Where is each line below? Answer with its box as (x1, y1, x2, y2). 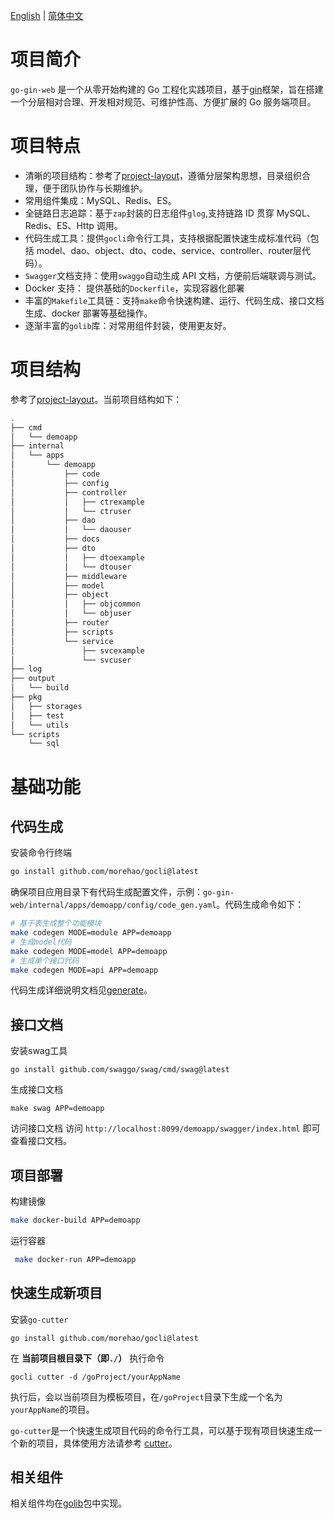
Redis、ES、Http (24, 219, 95, 231)
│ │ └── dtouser (10, 562, 132, 572)
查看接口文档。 (10, 1135, 72, 1147)
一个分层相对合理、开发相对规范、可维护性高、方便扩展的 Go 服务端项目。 (10, 95, 317, 108)
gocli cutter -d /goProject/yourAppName (10, 1372, 182, 1382)
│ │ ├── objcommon (10, 599, 141, 609)
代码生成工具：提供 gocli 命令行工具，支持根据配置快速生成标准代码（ (24, 232, 311, 244)
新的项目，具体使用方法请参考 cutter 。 (18, 1437, 178, 1449)
